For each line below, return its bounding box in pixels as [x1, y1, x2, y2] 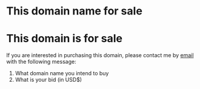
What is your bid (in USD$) [15, 76, 82, 84]
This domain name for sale [6, 4, 142, 18]
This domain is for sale [6, 32, 123, 46]
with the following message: [6, 58, 77, 66]
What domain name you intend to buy [15, 70, 109, 77]
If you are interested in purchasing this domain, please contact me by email [6, 52, 194, 59]
